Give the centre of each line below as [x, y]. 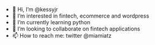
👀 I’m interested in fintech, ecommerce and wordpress [81, 16]
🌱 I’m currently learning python [51, 22]
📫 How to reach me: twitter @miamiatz [62, 36]
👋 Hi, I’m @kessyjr [35, 9]
